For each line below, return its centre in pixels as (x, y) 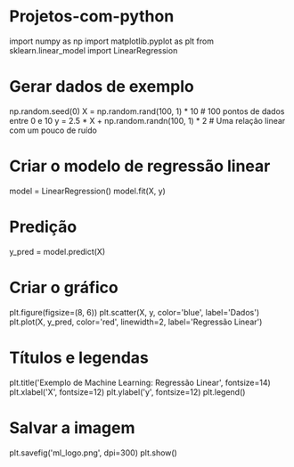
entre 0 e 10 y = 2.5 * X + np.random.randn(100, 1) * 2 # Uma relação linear (147, 120)
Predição (43, 227)
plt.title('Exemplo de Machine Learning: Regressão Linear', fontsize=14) (140, 382)
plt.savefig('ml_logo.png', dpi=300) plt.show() (94, 453)
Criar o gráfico (64, 287)
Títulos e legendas (79, 357)
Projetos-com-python (92, 16)
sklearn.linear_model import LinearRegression (94, 50)
